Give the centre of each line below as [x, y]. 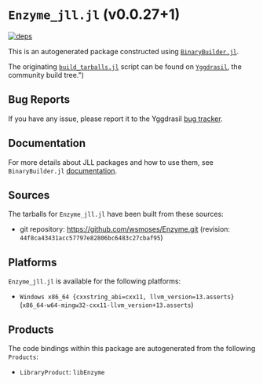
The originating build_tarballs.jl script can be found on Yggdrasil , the [125, 66]
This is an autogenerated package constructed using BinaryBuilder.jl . [124, 51]
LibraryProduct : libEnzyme [62, 372]
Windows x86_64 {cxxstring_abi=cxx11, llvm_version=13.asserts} [127, 297]
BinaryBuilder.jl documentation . [63, 170]
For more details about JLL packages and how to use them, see [111, 162]
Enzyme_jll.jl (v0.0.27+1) [94, 15]
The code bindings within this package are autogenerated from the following [132, 348]
